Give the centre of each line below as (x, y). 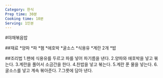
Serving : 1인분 (20, 23)
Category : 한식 (20, 10)
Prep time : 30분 (21, 14)
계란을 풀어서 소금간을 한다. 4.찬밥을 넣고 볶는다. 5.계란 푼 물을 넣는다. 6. (89, 64)
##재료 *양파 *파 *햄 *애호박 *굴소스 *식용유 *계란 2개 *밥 (61, 48)
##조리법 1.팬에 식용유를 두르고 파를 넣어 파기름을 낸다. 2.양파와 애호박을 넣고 (79, 58)
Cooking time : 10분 (24, 19)
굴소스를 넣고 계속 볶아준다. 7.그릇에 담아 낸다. (49, 71)
